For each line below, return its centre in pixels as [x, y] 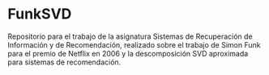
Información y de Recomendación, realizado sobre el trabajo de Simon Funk [134, 44]
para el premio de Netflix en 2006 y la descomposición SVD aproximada [128, 53]
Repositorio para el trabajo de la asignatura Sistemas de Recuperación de [130, 36]
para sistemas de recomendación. [64, 62]
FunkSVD [40, 14]
